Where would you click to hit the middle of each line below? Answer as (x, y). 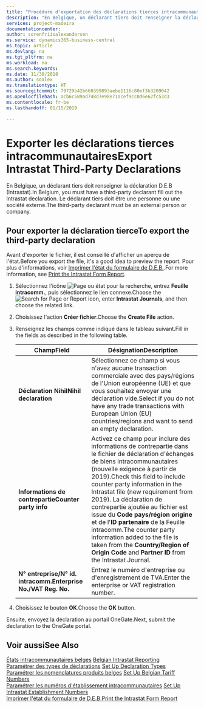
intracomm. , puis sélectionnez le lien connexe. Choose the (88, 293)
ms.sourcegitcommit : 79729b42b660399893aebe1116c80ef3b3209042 (88, 91)
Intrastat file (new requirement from (142, 492)
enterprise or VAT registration (133, 585)
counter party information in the (136, 485)
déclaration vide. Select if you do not (142, 398)
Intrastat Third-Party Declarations (94, 169)
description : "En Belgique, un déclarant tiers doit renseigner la (93, 18)
